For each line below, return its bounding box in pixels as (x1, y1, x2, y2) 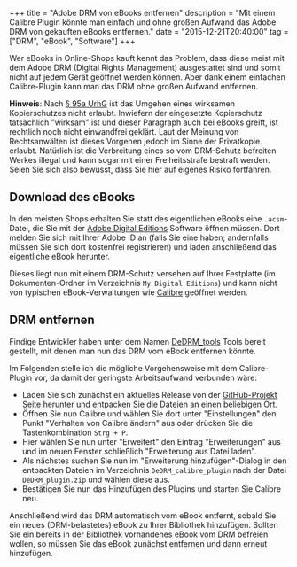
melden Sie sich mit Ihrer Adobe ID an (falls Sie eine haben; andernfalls (9, 232, 269, 243)
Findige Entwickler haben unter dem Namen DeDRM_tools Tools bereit (9, 336, 266, 346)
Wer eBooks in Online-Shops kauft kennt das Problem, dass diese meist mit (9, 53, 285, 63)
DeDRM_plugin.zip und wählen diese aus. (21, 474, 170, 485)
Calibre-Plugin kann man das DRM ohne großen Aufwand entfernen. (9, 82, 259, 91)
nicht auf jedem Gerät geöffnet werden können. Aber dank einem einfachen (9, 72, 285, 82)
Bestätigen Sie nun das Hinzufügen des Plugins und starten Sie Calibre (21, 483, 282, 494)
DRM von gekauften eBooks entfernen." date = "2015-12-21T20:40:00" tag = (9, 27, 289, 36)
